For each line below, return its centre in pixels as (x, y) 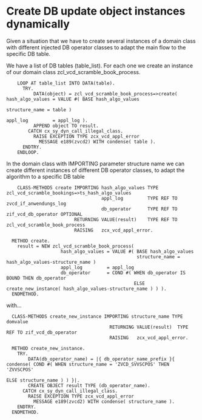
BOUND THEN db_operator (36, 278)
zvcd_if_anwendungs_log (36, 204)
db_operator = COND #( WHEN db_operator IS (123, 273)
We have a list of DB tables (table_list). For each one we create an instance (99, 66)
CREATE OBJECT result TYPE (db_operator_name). (89, 385)
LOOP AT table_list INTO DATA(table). (66, 83)
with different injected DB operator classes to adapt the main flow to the (96, 47)
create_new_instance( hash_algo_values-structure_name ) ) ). (86, 289)
